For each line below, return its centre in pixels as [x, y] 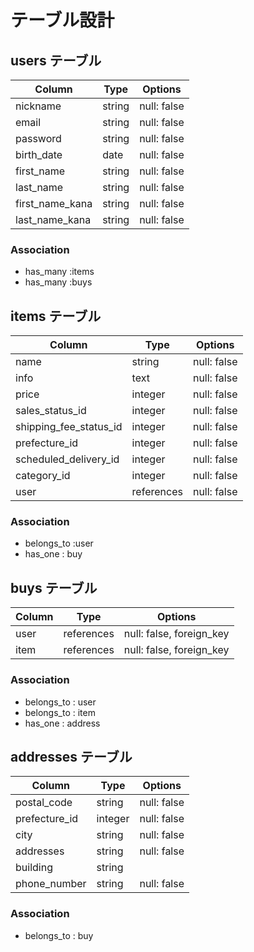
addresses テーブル [71, 756]
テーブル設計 [62, 20]
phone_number [51, 884]
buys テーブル [54, 587]
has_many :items [59, 272]
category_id [43, 476]
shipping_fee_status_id [69, 427]
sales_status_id [51, 411]
